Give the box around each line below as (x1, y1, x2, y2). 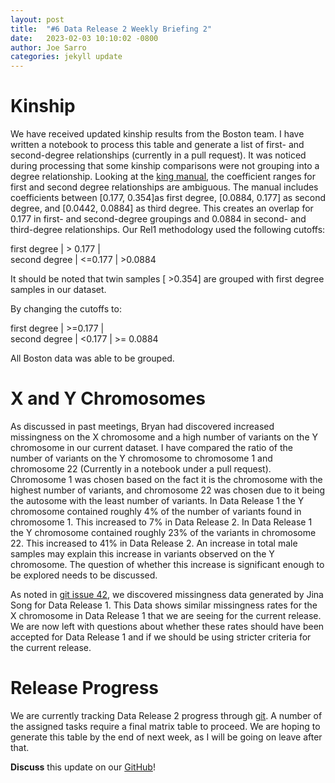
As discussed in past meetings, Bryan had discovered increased (10, 421, 275, 432)
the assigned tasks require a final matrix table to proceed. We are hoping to (10, 720, 321, 732)
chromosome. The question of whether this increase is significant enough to (10, 559, 325, 570)
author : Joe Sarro (10, 42, 87, 53)
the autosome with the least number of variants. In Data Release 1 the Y (10, 495, 305, 506)
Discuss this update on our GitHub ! (10, 761, 156, 773)
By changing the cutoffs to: (10, 303, 122, 315)
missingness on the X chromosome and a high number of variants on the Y (10, 431, 319, 443)
